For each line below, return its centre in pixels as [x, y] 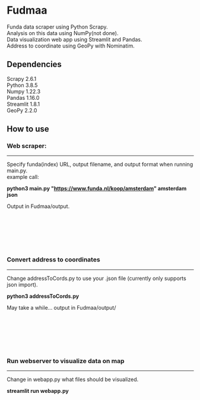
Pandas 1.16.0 [23, 97]
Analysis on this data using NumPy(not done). [63, 33]
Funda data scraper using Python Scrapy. [58, 27]
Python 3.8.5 [22, 85]
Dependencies [34, 64]
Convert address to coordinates [53, 260]
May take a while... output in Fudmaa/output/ [61, 307]
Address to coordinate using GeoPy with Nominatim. [71, 46]
